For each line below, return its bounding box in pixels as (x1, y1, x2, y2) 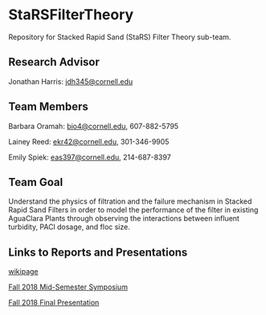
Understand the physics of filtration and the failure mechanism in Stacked (8, 196, 252, 206)
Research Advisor (8, 55, 100, 69)
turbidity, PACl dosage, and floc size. (8, 222, 130, 232)
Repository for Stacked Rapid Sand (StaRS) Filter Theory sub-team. (8, 32, 231, 42)
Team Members (8, 100, 88, 114)
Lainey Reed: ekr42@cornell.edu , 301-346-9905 (8, 136, 170, 146)
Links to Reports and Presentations (8, 245, 188, 259)
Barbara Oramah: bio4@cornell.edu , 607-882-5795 (8, 121, 179, 131)
